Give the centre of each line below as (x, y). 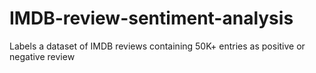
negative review (42, 56)
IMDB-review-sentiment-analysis (151, 18)
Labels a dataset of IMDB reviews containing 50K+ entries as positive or (157, 46)
